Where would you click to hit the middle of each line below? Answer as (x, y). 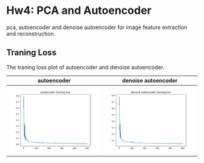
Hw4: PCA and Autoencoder (79, 11)
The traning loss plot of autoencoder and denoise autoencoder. (86, 67)
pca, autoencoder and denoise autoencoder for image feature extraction (97, 27)
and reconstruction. (31, 33)
